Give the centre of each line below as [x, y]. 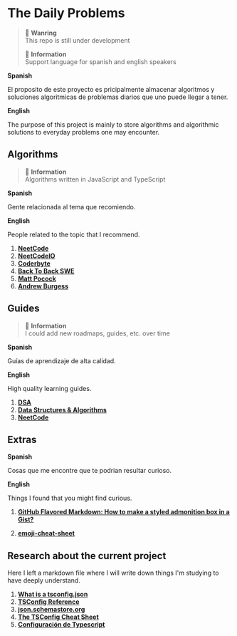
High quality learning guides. [49, 388]
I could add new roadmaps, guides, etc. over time [98, 333]
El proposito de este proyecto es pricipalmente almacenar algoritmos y [111, 89]
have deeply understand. [44, 580]
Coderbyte [34, 263]
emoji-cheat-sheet [46, 533]
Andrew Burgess [43, 286]
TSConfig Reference [48, 602]
